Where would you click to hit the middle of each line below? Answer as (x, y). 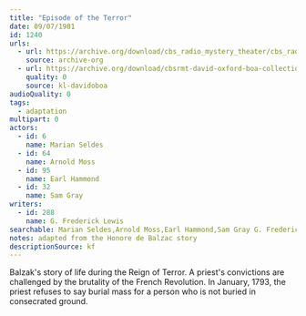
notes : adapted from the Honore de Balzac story (103, 238)
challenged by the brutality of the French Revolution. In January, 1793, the (148, 282)
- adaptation (42, 111)
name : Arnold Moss (61, 162)
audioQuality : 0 (40, 94)
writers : (26, 204)
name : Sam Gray (55, 196)
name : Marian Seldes (65, 145)
